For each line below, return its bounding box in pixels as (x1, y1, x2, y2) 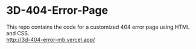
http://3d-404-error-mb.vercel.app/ (6, 36, 95, 43)
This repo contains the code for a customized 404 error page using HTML (6, 23, 191, 30)
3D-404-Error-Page (6, 4, 109, 17)
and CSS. (6, 29, 30, 36)
